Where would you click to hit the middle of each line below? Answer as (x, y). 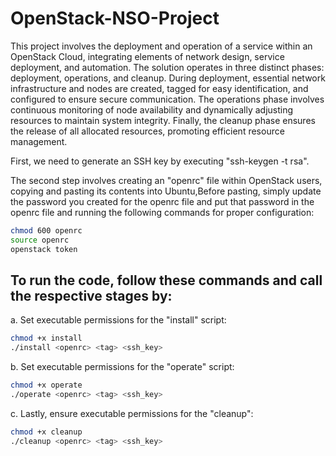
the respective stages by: (91, 295)
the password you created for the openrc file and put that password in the (162, 201)
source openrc (40, 240)
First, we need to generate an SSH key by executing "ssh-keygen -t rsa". (160, 161)
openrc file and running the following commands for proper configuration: (162, 212)
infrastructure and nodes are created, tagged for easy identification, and (159, 88)
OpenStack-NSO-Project (115, 18)
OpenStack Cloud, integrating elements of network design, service (147, 56)
